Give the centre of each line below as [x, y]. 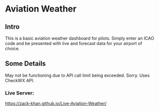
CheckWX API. [20, 80]
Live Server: [20, 93]
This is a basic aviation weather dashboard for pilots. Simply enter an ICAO [79, 38]
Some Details [25, 64]
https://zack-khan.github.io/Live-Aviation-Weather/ [56, 104]
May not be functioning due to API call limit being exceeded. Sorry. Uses [77, 75]
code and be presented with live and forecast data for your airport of [74, 43]
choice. [13, 49]
